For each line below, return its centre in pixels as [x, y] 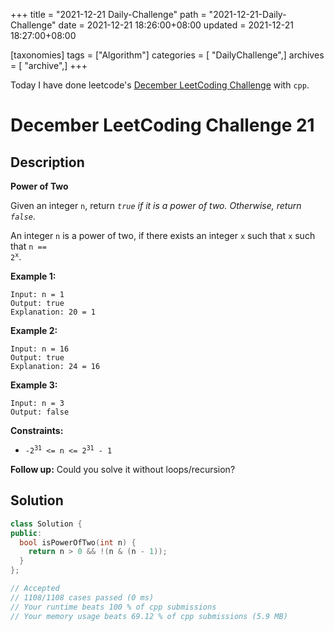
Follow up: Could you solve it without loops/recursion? [123, 469]
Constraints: [37, 430]
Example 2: [34, 330]
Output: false [40, 412]
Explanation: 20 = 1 [53, 312]
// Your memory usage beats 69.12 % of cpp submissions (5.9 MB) [149, 616]
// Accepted [35, 589]
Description [47, 162]
